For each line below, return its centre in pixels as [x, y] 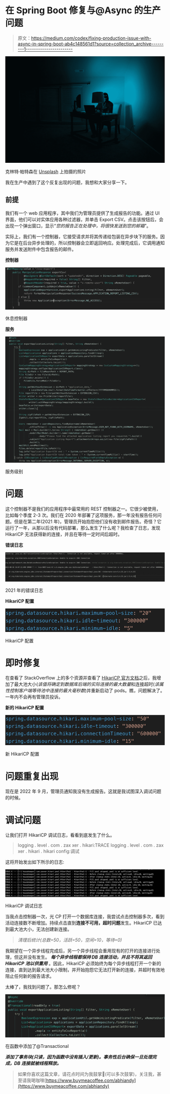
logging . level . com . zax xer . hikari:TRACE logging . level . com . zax [91, 845]
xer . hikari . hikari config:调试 [49, 851]
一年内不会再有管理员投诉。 [34, 697]
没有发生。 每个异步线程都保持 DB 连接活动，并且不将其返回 [90, 957]
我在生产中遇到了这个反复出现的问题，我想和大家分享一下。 [67, 183]
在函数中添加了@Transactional [37, 1046]
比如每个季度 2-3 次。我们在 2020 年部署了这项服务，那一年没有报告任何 [81, 515]
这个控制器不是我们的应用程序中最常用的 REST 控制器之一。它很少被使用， [83, 509]
